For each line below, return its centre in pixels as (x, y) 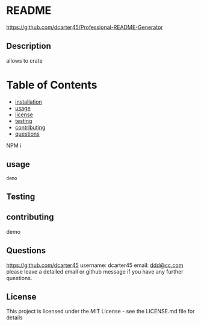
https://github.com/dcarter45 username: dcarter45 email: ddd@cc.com (95, 265)
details (14, 318)
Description (29, 46)
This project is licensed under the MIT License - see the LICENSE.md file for (100, 312)
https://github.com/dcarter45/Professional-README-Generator (85, 27)
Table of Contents (52, 85)
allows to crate (25, 60)
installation (28, 102)
